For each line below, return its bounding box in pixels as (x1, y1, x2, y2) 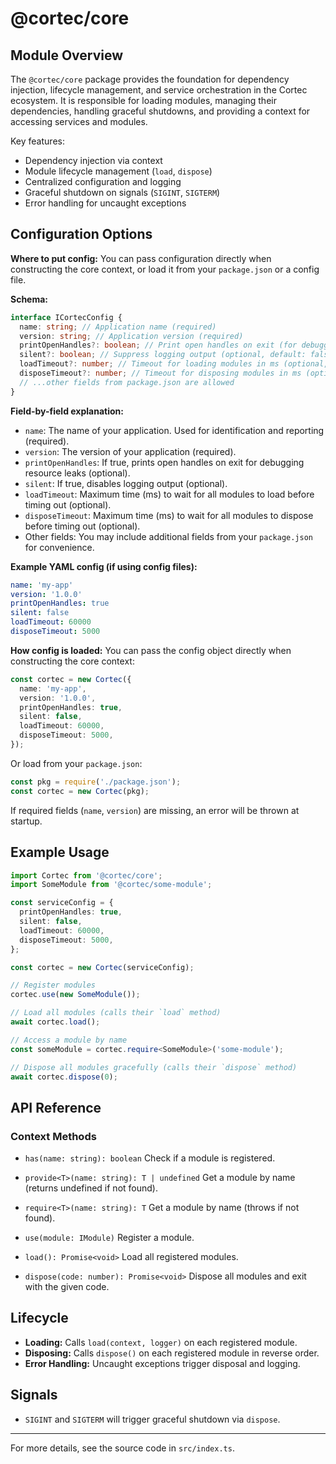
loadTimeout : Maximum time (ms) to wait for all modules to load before (24, 488, 315, 500)
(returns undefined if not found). (24, 1182, 158, 1194)
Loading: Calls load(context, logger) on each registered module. (24, 1336, 298, 1348)
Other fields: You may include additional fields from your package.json (24, 530, 313, 542)
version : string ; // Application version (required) (19, 331, 244, 341)
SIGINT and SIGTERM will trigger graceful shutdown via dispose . (24, 1413, 281, 1425)
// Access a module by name (10, 1035, 128, 1045)
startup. (10, 815, 43, 827)
